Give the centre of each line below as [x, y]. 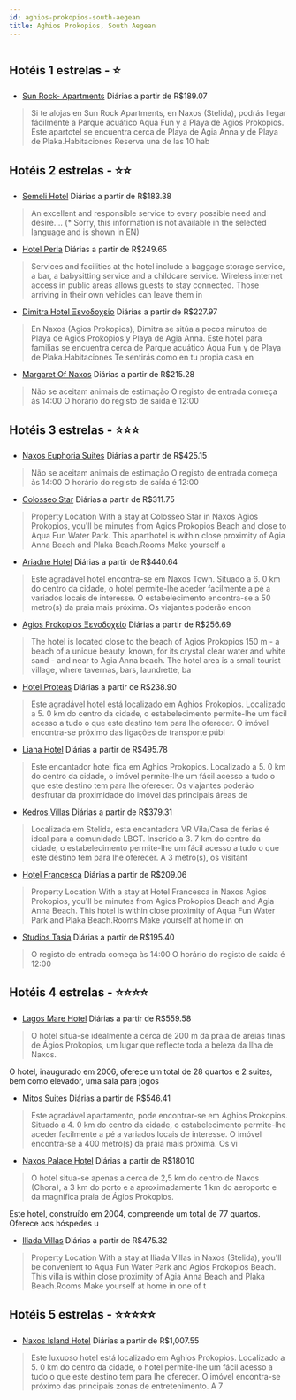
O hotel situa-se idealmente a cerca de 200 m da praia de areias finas [158, 1035]
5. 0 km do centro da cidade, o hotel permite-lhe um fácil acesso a [152, 1367]
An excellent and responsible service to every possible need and [148, 213]
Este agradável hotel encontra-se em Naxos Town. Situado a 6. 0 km [156, 579]
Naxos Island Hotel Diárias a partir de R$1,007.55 [110, 1340]
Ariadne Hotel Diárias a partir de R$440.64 [100, 561]
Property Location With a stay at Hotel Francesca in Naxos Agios [148, 892]
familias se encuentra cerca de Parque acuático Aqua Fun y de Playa [156, 348]
